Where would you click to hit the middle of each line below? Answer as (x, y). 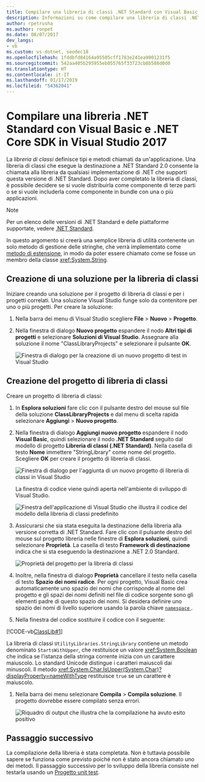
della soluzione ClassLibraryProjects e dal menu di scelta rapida (97, 414)
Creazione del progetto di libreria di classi (87, 381)
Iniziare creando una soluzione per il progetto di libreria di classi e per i (95, 294)
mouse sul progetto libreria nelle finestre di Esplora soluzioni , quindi (101, 538)
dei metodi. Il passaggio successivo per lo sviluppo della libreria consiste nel (103, 766)
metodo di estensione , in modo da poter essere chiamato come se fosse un (101, 253)
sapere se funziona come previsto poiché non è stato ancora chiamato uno (100, 759)
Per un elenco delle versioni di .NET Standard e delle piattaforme (88, 222)
